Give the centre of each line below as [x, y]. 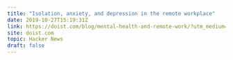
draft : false [26, 46]
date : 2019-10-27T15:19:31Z [48, 20]
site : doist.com [31, 33]
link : [15, 26]
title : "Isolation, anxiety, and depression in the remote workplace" [111, 13]
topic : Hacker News [35, 39]
